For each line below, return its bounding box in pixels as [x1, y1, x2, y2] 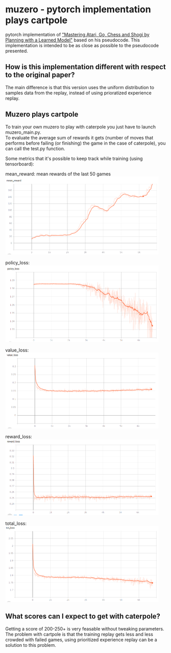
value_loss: [5, 347, 29, 353]
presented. [5, 48, 28, 54]
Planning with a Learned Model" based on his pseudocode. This [5, 37, 140, 43]
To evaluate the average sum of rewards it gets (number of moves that [5, 134, 154, 140]
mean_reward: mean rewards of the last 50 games [5, 171, 111, 177]
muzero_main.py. [5, 129, 41, 135]
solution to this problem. [5, 642, 56, 648]
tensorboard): [5, 160, 34, 167]
